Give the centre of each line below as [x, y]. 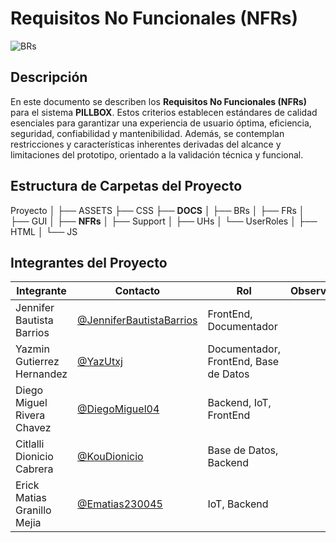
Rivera [30, 415]
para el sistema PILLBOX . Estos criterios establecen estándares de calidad [164, 112]
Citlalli [30, 444]
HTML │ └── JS [44, 231]
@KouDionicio [110, 457]
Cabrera [34, 469]
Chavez [33, 428]
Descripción [49, 77]
